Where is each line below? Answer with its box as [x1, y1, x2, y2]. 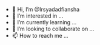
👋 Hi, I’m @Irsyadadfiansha [12, 6, 80, 13]
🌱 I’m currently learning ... [12, 19, 77, 26]
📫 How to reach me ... [12, 32, 68, 39]
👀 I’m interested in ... [12, 12, 64, 19]
